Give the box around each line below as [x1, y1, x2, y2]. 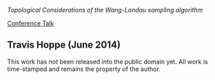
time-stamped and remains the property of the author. [7, 65, 161, 73]
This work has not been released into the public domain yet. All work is [7, 57, 208, 66]
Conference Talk [7, 19, 54, 27]
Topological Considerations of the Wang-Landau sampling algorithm [7, 6, 203, 14]
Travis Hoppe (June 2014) [7, 39, 121, 51]
